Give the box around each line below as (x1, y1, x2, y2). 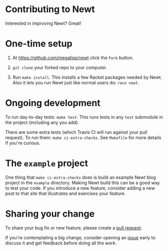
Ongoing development (5, 97, 101, 109)
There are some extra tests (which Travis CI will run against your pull (5, 129, 147, 135)
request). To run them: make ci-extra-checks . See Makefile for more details (5, 134, 161, 140)
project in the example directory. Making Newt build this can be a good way (5, 179, 160, 185)
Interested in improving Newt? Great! (5, 20, 81, 26)
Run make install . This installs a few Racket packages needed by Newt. (12, 74, 162, 80)
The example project (5, 158, 88, 169)
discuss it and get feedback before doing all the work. (5, 240, 117, 246)
